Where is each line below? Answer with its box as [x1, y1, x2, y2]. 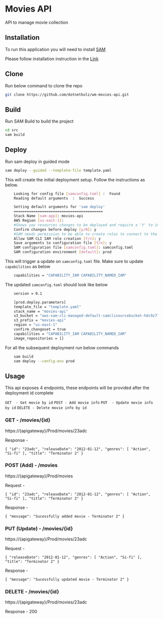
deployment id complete [5, 390, 54, 396]
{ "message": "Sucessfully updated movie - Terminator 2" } [5, 577, 130, 582]
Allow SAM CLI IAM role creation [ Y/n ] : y [14, 236, 101, 241]
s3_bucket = [14, 313, 38, 318]
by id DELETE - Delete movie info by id [5, 406, 87, 410]
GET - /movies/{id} [5, 417, 51, 424]
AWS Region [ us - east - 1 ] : [14, 218, 64, 223]
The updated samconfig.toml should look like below [5, 281, 108, 287]
